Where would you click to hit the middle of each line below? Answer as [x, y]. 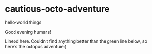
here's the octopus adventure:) [36, 46]
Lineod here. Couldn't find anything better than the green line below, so [76, 41]
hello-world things [23, 22]
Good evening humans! [28, 32]
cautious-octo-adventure [57, 9]
